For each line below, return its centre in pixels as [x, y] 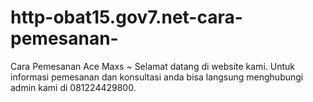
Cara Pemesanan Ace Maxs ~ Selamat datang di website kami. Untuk [152, 66]
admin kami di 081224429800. [73, 87]
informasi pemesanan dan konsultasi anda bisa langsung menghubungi [157, 77]
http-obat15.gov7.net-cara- [126, 17]
